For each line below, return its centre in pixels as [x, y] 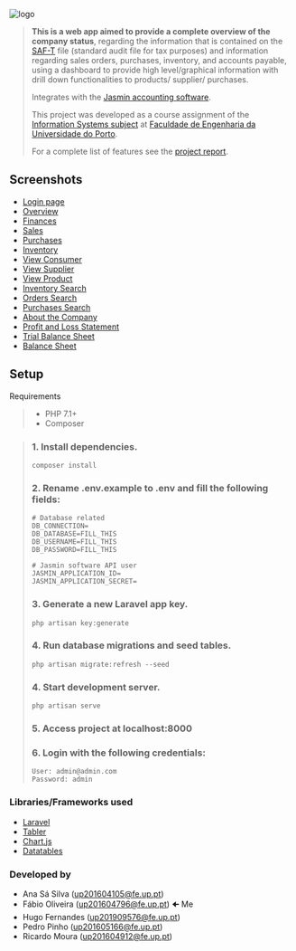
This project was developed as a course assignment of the [140, 114]
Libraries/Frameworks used [71, 803]
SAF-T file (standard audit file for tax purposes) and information [150, 51]
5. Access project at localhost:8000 [111, 728]
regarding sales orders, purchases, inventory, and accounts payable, [159, 60]
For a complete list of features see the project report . [129, 151]
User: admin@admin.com [74, 772]
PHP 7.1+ [61, 414]
